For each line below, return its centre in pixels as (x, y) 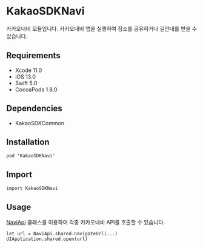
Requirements (33, 56)
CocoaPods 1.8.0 (36, 90)
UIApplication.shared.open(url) (47, 239)
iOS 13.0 (25, 76)
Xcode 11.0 (28, 70)
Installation (28, 142)
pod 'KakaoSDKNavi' (31, 156)
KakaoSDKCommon (40, 123)
